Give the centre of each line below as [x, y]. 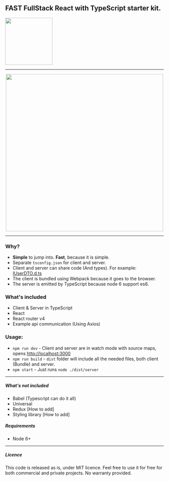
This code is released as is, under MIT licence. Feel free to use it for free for [84, 467]
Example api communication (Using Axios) [56, 324]
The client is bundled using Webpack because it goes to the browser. [84, 279]
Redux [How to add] [33, 409]
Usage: [14, 337]
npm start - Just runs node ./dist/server [56, 369]
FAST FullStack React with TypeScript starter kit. [83, 8]
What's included [26, 297]
